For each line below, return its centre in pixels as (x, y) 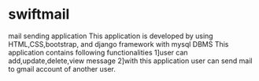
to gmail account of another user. (62, 69)
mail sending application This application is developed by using (111, 36)
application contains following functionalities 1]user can (98, 52)
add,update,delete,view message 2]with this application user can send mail (130, 61)
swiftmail (39, 14)
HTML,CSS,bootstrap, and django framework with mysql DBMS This (118, 44)
